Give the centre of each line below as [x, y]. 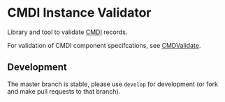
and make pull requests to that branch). [64, 91]
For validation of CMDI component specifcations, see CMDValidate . [104, 45]
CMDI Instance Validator [79, 13]
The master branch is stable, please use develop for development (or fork [113, 84]
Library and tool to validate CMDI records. [67, 32]
